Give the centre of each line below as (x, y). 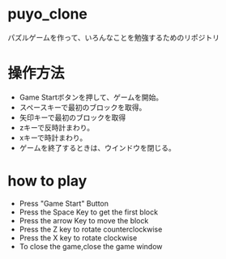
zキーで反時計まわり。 (57, 127)
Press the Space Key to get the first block (89, 212)
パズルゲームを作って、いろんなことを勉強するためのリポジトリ (114, 37)
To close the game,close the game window (91, 246)
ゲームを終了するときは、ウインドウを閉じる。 (97, 147)
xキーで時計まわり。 (53, 138)
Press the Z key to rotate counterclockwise (91, 229)
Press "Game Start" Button (64, 203)
